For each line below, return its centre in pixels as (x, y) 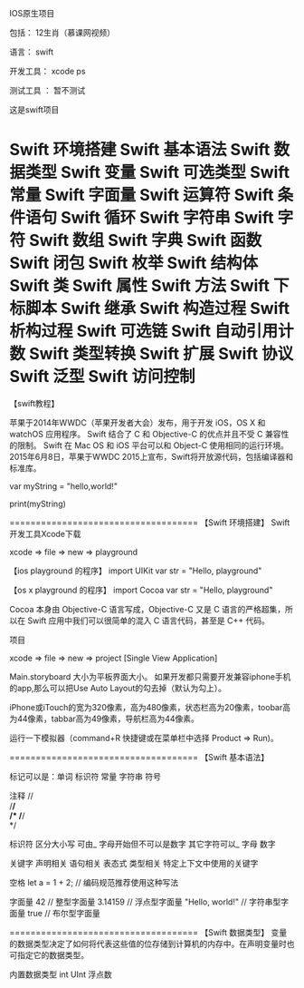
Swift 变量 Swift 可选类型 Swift (175, 173)
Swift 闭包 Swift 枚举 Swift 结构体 (134, 264)
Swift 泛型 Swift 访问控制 (102, 377)
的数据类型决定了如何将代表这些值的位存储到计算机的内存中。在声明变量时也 (152, 944)
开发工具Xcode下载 (45, 533)
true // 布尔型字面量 (64, 913)
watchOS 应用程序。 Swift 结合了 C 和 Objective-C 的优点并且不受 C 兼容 (145, 434)
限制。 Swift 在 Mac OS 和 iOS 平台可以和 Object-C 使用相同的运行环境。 (153, 445)
